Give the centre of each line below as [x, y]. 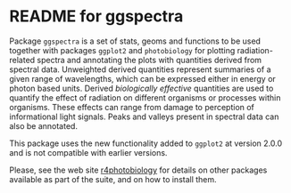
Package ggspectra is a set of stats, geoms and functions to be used [135, 41]
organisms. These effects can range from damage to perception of [132, 107]
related [22, 60]
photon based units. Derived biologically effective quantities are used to [141, 88]
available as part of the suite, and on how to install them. [113, 179]
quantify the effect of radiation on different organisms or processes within [145, 97]
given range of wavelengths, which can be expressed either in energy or [143, 78]
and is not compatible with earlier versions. [88, 152]
